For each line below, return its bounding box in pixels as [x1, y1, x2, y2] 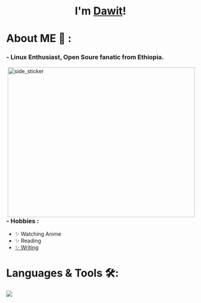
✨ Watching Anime [14, 230, 62, 238]
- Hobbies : [6, 217, 39, 225]
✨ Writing [14, 244, 39, 251]
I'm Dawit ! [74, 4, 127, 18]
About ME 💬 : [6, 32, 72, 46]
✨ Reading [14, 237, 42, 244]
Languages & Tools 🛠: [6, 266, 119, 280]
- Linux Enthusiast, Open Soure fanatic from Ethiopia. [6, 53, 165, 61]
